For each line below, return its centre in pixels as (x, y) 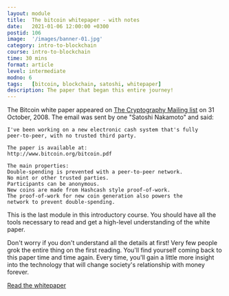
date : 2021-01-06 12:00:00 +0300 (58, 26)
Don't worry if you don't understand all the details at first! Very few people (112, 243)
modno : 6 (20, 77)
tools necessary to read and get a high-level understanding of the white (109, 222)
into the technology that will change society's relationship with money (106, 265)
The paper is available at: (47, 148)
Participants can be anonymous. (53, 184)
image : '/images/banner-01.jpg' (55, 39)
